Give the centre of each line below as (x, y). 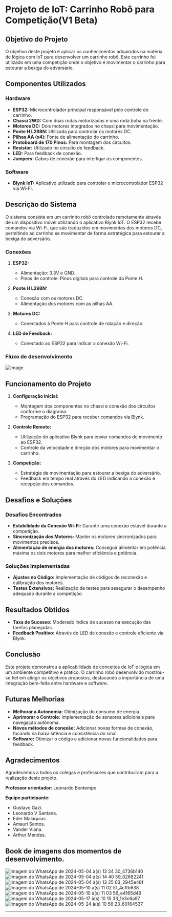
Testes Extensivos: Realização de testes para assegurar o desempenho (89, 588)
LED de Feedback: (32, 333)
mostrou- (155, 672)
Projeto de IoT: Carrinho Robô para (80, 9)
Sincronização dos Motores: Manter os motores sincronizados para (85, 537)
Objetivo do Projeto (37, 39)
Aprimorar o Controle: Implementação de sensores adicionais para (84, 717)
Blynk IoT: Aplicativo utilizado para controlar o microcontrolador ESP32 (88, 183)
